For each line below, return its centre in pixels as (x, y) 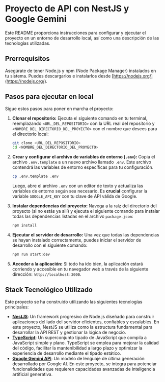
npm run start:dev (31, 255)
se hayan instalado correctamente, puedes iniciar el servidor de (77, 240)
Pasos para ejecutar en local (49, 97)
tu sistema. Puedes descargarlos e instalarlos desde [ (59, 76)
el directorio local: (30, 134)
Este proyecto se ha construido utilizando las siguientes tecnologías (74, 302)
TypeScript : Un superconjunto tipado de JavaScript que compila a (80, 337)
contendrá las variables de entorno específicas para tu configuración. (83, 167)
